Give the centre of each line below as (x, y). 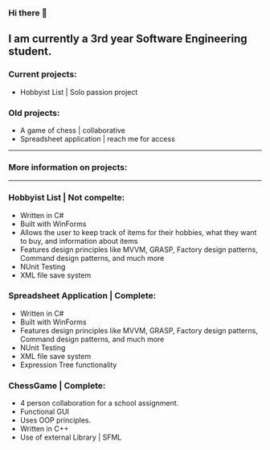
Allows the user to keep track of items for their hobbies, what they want (138, 232)
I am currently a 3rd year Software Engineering (128, 39)
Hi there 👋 (28, 13)
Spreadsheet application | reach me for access (97, 138)
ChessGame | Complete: (57, 386)
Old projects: (34, 113)
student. (30, 52)
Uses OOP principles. (55, 420)
